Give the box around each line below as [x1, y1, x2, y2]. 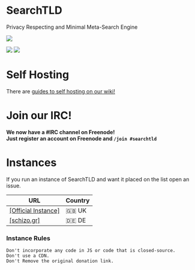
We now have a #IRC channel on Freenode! [6, 128, 115, 135]
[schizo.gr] [9, 216, 40, 225]
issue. [6, 182, 21, 189]
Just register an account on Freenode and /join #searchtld [6, 135, 157, 142]
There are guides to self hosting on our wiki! [6, 87, 116, 95]
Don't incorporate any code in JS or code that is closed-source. [6, 248, 176, 254]
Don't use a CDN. [6, 253, 50, 259]
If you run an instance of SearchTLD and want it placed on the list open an [6, 175, 190, 183]
